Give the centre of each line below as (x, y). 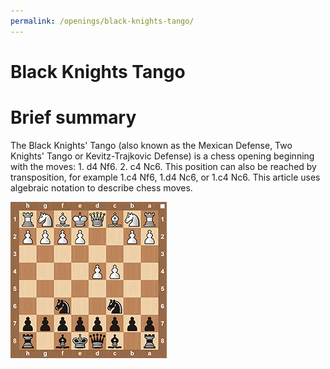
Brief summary (73, 117)
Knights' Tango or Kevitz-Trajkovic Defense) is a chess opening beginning (162, 156)
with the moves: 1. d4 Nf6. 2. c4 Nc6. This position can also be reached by (163, 166)
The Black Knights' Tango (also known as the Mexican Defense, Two (151, 145)
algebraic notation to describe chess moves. (101, 187)
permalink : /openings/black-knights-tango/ (102, 21)
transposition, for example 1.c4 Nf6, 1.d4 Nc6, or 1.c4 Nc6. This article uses (165, 177)
